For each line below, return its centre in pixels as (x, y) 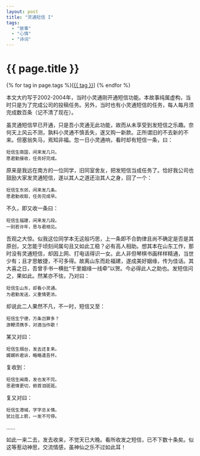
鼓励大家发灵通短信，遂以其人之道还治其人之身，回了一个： (79, 177)
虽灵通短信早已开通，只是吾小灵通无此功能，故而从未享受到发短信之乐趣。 (97, 125)
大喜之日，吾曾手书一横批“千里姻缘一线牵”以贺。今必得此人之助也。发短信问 (100, 268)
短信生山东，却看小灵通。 (33, 288)
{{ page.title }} (43, 69)
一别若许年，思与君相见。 (33, 227)
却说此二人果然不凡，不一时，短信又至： (56, 306)
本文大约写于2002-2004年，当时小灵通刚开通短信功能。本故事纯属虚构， (96, 97)
